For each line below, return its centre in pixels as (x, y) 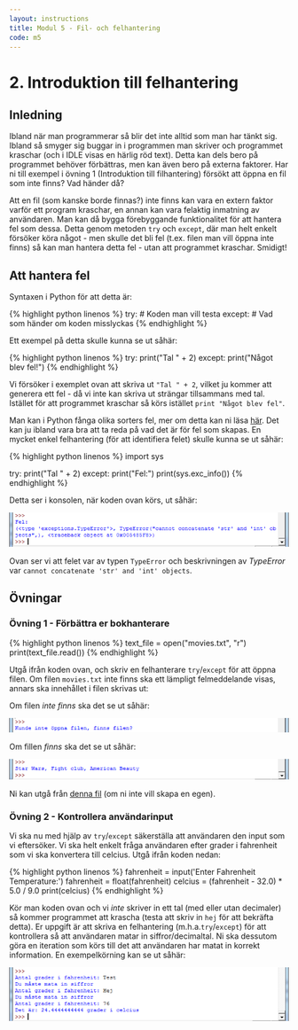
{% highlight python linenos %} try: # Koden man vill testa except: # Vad (141, 314)
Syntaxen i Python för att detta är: (71, 297)
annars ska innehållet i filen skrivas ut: (79, 688)
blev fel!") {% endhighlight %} (64, 367)
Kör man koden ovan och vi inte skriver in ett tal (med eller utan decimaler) (145, 908)
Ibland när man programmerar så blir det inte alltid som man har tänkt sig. (143, 137)
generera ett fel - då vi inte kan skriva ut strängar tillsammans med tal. (137, 394)
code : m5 (25, 37)
